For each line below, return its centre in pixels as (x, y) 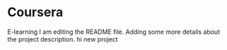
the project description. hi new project (63, 39)
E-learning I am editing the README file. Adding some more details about (114, 32)
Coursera (35, 12)
